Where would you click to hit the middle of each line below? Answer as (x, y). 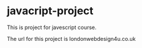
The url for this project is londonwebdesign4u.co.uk (71, 39)
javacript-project (50, 11)
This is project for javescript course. (52, 27)
